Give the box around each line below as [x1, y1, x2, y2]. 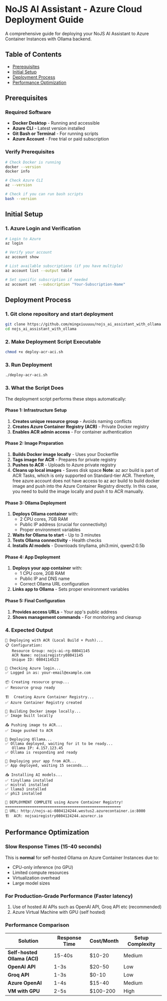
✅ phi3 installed [5, 791, 42, 796]
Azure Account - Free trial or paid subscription [12, 136, 109, 142]
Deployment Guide [5, 14, 84, 25]
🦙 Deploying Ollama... [5, 736, 52, 742]
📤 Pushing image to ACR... [5, 722, 63, 727]
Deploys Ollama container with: [12, 511, 79, 517]
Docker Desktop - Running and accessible [12, 120, 100, 126]
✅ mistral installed [5, 782, 49, 787]
